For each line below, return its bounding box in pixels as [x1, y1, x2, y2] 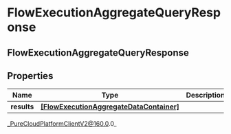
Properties [7, 70, 54, 82]
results [10, 102, 34, 111]
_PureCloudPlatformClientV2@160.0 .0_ [7, 120, 117, 128]
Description [186, 91, 225, 100]
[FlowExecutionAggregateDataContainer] [40, 102, 180, 111]
